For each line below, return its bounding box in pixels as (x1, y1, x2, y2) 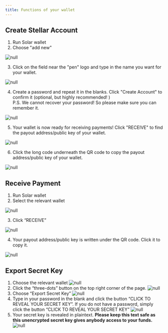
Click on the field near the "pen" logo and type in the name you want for (12, 64, 161, 70)
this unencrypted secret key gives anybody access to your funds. (12, 317, 153, 323)
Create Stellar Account (5, 26, 78, 35)
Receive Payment (5, 179, 61, 188)
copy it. (12, 242, 29, 248)
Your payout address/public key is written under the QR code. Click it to (12, 237, 160, 243)
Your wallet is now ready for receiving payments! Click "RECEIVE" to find (12, 124, 163, 131)
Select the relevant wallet (12, 198, 65, 204)
